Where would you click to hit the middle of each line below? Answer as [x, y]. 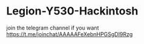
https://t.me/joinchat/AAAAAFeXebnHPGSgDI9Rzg [70, 34]
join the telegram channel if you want [53, 28]
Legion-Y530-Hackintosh [72, 11]
